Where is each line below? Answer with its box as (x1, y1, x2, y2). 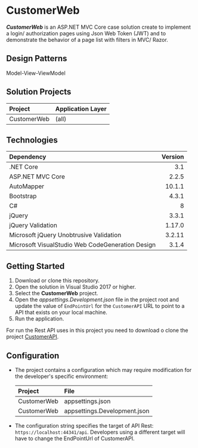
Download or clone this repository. (14, 277, 100, 284)
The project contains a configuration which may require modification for (14, 367, 192, 373)
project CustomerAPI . (6, 333, 59, 340)
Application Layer (55, 104, 107, 113)
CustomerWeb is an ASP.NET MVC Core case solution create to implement (6, 23, 191, 31)
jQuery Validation (9, 221, 58, 229)
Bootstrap (9, 192, 37, 201)
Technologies (6, 135, 58, 145)
